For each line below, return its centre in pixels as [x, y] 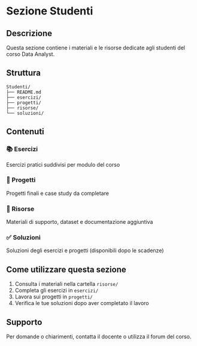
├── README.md [24, 92]
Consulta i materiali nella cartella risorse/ [66, 284]
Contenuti [25, 131]
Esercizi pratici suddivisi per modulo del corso [63, 164]
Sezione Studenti [50, 11]
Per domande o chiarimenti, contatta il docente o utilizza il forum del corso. [99, 337]
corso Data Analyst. [31, 54]
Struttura [23, 73]
